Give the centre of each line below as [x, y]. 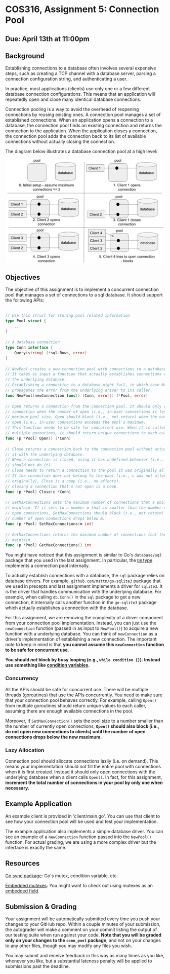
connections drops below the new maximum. [54, 737]
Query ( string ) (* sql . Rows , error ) [51, 353]
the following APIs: [25, 300]
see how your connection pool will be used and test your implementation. [82, 821]
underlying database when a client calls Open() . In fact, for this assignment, [84, 777]
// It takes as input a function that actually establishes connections [83, 374]
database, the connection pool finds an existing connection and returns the [83, 126]
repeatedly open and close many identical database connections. [73, 99]
